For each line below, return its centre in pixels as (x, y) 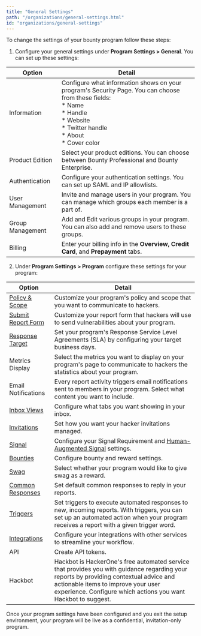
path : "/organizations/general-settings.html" (65, 17)
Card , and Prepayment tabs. (102, 251)
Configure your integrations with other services (121, 535)
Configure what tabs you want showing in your (120, 407)
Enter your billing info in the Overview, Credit (126, 244)
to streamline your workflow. (94, 542)
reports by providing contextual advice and (115, 577)
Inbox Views (26, 410)
